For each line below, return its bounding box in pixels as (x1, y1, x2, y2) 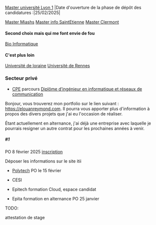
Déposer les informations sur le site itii (5, 158, 81, 164)
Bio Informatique (5, 41, 38, 47)
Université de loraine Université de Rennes (5, 63, 90, 69)
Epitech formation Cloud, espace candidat (12, 186, 96, 192)
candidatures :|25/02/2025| (5, 10, 61, 16)
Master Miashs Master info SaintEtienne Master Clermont (5, 19, 119, 25)
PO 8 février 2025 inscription (5, 148, 63, 155)
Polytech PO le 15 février (12, 167, 62, 173)
